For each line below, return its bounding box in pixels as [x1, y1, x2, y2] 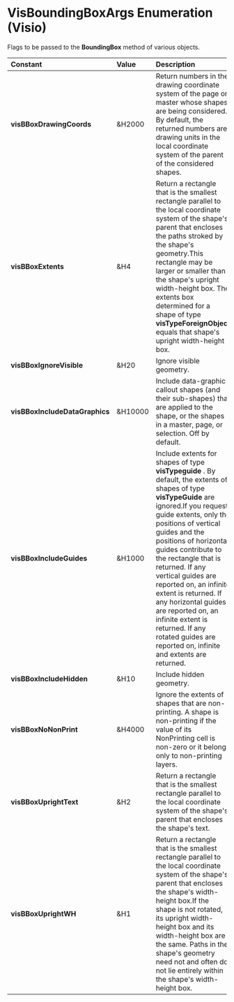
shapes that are [155, 698, 207, 708]
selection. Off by [155, 428, 210, 438]
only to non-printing [155, 750, 222, 760]
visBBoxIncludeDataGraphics [10, 407, 110, 416]
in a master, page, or [155, 419, 223, 429]
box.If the [178, 896, 210, 906]
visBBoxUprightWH [10, 908, 77, 918]
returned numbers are [155, 124, 228, 133]
